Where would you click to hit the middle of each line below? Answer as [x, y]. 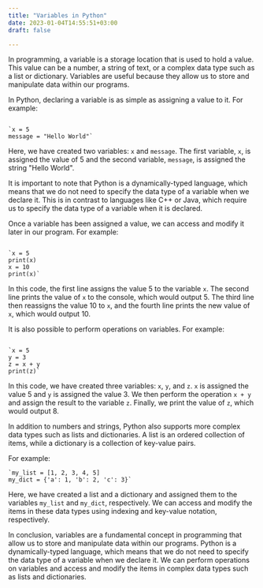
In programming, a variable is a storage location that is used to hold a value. [131, 59]
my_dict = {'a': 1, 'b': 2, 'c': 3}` [70, 480]
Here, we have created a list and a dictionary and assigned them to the [123, 495]
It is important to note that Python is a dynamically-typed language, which [128, 183]
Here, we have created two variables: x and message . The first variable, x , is [130, 152]
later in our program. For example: [63, 232]
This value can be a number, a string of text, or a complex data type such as [131, 68]
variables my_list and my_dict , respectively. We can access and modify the [130, 503]
